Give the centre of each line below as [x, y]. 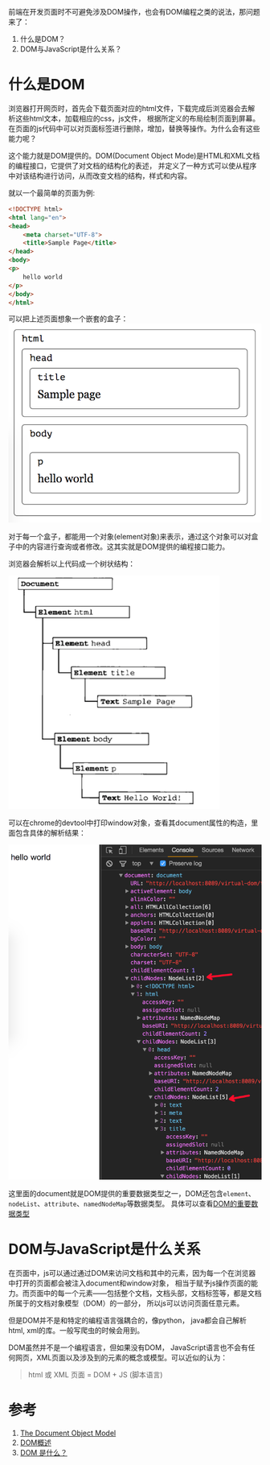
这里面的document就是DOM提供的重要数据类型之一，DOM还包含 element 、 [132, 1194]
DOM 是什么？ [44, 1453]
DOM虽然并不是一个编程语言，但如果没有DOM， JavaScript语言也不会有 [129, 1347]
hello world [43, 277]
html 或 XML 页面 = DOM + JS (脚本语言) [95, 1375]
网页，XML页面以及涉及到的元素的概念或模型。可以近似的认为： [121, 1358]
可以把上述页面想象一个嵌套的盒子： [68, 319]
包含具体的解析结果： [50, 833]
